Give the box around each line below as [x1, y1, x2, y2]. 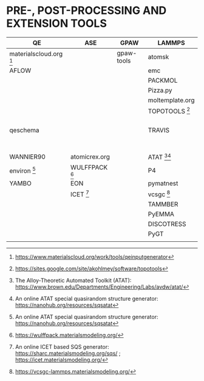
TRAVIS [148, 126, 170, 134]
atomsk [148, 52, 169, 61]
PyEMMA [148, 210, 175, 218]
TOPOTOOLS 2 [148, 106, 190, 115]
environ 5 [9, 165, 36, 175]
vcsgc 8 [148, 189, 171, 198]
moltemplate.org [148, 95, 195, 104]
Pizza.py [148, 86, 172, 94]
